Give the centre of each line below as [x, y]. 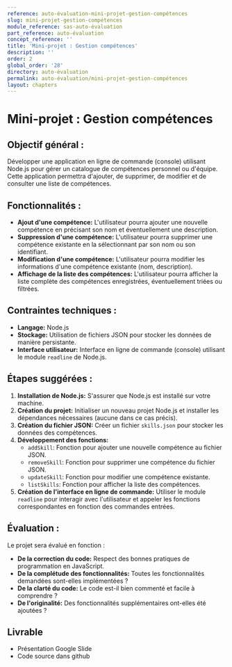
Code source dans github [53, 656]
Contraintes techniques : [62, 311]
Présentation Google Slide [55, 649]
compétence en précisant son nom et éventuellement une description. [118, 230]
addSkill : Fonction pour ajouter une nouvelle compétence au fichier [125, 447]
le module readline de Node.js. [62, 357]
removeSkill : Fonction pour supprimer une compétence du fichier [121, 462]
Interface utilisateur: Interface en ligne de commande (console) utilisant [121, 349]
